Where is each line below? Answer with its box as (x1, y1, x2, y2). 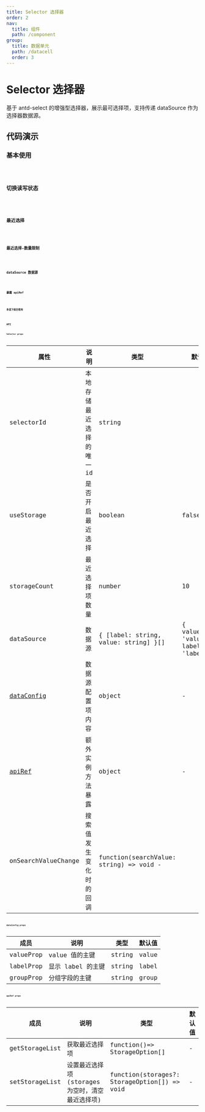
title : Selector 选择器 (6, 9, 64, 15)
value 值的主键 (48, 951, 96, 959)
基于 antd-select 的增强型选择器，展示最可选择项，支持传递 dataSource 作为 (6, 104, 198, 111)
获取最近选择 (67, 1040, 104, 1048)
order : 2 (6, 15, 29, 21)
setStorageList (9, 1078, 61, 1086)
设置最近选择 (67, 1061, 104, 1069)
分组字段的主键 (48, 974, 92, 982)
